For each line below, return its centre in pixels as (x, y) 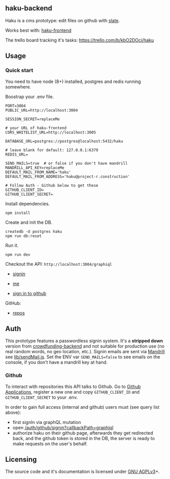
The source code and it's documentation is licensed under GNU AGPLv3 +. (83, 471)
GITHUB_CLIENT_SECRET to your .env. (41, 397)
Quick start (19, 70)
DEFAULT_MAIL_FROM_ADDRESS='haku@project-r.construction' (68, 176)
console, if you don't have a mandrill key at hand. (56, 362)
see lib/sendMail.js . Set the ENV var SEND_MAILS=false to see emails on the (83, 357)
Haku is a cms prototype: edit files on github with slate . (62, 20)
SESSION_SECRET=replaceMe (32, 119)
